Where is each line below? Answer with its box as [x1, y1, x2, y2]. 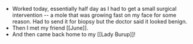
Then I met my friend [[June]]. [12, 24, 89, 31]
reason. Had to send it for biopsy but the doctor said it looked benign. [12, 18, 188, 25]
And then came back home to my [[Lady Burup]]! [12, 31, 136, 38]
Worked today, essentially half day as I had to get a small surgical [12, 5, 177, 12]
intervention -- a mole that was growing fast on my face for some [12, 11, 177, 19]
